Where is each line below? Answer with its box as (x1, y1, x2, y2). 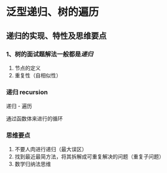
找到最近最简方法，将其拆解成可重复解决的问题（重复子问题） (14, 153, 165, 160)
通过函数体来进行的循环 (6, 115, 63, 122)
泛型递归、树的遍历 (6, 5, 99, 19)
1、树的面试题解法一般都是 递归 (6, 50, 93, 58)
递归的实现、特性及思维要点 (6, 31, 107, 41)
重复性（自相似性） (14, 71, 62, 79)
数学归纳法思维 (14, 161, 51, 168)
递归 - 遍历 (6, 103, 32, 110)
